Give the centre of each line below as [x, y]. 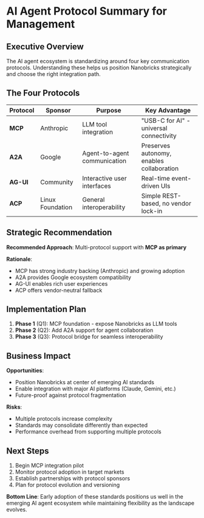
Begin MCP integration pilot [49, 466]
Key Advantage [168, 110]
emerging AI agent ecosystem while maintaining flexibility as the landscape [100, 503]
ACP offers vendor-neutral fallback [59, 290]
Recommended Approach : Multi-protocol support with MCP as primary [97, 247]
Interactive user [104, 178]
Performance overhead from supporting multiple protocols [88, 432]
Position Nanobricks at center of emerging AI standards [85, 382]
